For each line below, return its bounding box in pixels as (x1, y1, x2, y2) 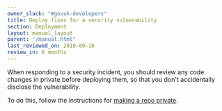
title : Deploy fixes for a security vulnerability (7, 17, 157, 24)
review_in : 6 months (7, 49, 68, 56)
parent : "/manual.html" (7, 36, 77, 43)
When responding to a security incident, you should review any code (7, 67, 205, 76)
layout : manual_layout (7, 29, 73, 37)
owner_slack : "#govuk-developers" (7, 10, 108, 17)
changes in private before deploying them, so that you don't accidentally (7, 75, 216, 83)
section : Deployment (7, 23, 68, 30)
